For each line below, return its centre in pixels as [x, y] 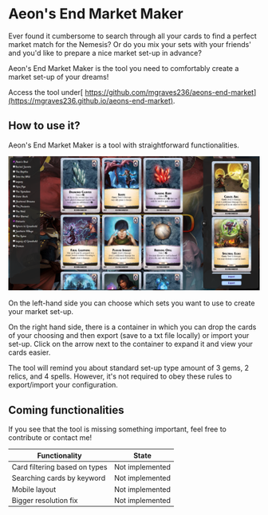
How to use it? [44, 126]
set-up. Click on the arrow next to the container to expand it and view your [130, 344]
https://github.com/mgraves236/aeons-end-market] [171, 92]
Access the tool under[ [46, 92]
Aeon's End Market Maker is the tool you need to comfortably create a [124, 68]
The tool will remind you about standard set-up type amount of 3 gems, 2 [129, 368]
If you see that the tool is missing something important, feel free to [118, 429]
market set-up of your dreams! [59, 77]
